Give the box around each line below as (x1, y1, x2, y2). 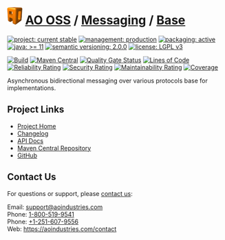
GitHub (17, 151, 38, 160)
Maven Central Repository (17, 144, 92, 152)
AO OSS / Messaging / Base (25, 12, 186, 28)
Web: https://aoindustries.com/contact (7, 224, 117, 233)
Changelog (17, 129, 49, 138)
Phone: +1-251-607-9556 (7, 217, 79, 226)
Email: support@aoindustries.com (7, 203, 103, 211)
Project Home (17, 122, 56, 130)
